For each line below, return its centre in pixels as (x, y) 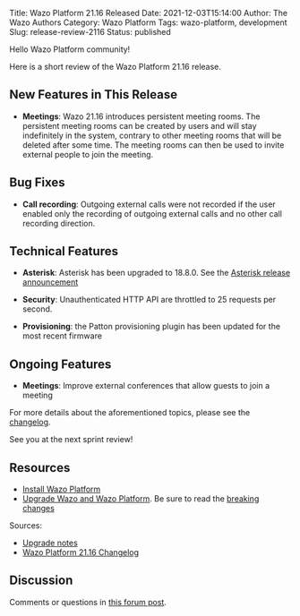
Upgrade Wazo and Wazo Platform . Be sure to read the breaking (141, 499)
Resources (40, 468)
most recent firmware (62, 336)
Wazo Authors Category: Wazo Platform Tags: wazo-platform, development (148, 22)
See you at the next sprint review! (71, 440)
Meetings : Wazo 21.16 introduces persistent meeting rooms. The (141, 116)
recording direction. (59, 223)
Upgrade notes (50, 543)
